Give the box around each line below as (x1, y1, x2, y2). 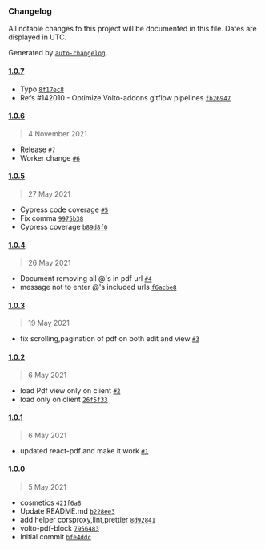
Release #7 (19, 144, 56, 154)
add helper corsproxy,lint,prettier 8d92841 (19, 514, 156, 524)
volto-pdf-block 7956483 (19, 523, 100, 533)
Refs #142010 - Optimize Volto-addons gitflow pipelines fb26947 (19, 92, 231, 102)
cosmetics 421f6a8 (19, 498, 82, 507)
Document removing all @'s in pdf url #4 (19, 274, 152, 283)
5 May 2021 (27, 482, 66, 491)
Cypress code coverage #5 (19, 205, 109, 214)
